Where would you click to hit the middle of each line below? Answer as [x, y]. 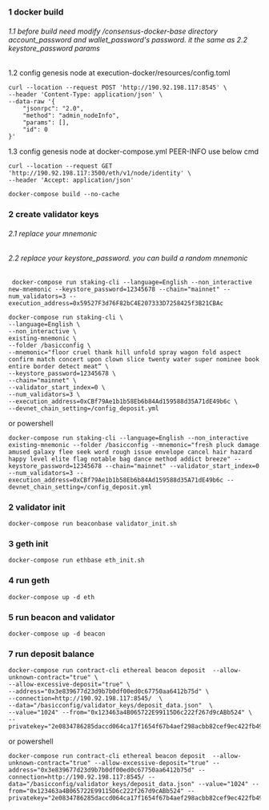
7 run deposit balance [51, 654]
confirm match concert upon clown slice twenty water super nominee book [134, 359]
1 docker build [36, 12]
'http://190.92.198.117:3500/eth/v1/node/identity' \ [100, 173]
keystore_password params [54, 48]
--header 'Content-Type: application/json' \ [85, 95]
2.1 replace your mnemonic [53, 233]
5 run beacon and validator [62, 617]
